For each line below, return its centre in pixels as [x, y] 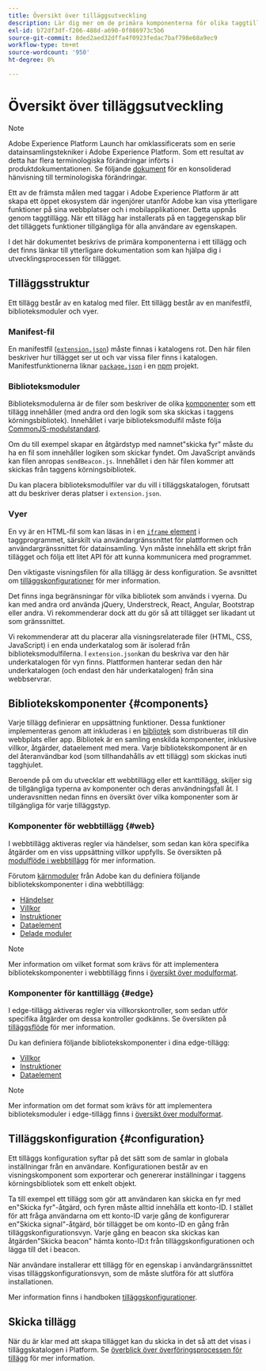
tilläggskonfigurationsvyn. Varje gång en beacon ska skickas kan [114, 1232]
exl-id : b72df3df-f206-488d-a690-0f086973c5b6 [86, 30]
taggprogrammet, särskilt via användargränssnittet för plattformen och [123, 540]
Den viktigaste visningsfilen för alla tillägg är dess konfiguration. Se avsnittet [133, 572]
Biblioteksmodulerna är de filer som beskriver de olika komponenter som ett [132, 404]
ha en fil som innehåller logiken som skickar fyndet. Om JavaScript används [132, 453]
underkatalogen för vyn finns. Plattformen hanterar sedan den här [116, 662]
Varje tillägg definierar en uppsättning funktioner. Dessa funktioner [117, 722]
